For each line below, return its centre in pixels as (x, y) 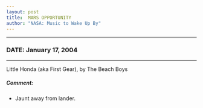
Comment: (20, 83)
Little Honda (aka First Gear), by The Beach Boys (67, 69)
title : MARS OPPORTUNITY (39, 18)
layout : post (23, 12)
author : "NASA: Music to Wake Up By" (54, 23)
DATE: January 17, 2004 (42, 50)
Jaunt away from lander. (45, 98)
